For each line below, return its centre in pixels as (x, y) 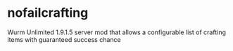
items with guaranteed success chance (64, 39)
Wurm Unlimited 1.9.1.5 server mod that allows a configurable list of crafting (117, 32)
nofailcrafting (48, 13)
